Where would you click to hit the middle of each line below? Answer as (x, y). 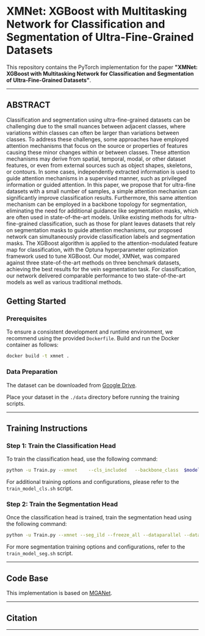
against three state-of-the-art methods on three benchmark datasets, (94, 262)
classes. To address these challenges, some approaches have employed (98, 139)
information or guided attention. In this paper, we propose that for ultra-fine (101, 185)
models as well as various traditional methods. (65, 282)
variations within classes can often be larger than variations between (93, 133)
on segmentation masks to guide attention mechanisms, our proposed (94, 230)
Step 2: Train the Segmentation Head (62, 504)
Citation (22, 618)
